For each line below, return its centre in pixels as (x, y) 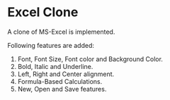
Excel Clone (43, 12)
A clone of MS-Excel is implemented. (61, 32)
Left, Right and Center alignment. (66, 74)
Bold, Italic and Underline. (55, 66)
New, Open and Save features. (62, 89)
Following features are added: (51, 45)
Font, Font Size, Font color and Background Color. (90, 59)
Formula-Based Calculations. (60, 81)
